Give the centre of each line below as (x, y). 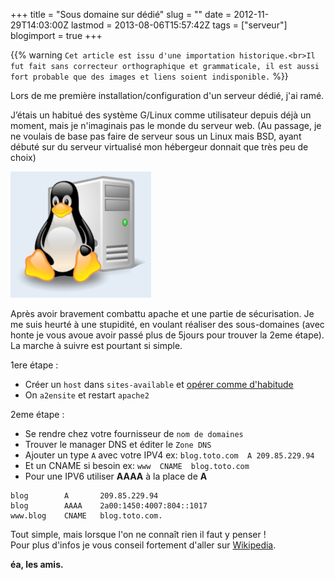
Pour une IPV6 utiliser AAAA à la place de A (116, 476)
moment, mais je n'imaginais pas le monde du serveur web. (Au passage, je (166, 125)
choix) (23, 157)
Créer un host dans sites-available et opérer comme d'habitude (159, 384)
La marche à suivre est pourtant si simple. (96, 345)
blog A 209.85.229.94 (84, 496)
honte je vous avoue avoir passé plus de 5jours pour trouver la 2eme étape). (167, 335)
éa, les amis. (37, 564)
